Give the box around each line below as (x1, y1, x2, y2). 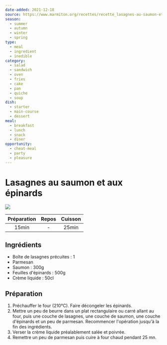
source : (5, 12, 21, 17)
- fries (9, 77, 26, 82)
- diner (9, 137, 26, 142)
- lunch (9, 127, 26, 132)
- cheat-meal (9, 146, 37, 151)
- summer (9, 21, 28, 26)
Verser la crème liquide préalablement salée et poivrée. (12, 329, 126, 335)
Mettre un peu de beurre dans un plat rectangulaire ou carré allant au (12, 308, 154, 314)
